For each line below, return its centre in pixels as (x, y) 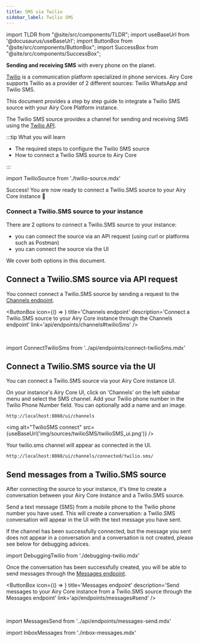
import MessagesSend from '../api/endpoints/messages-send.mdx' (89, 621)
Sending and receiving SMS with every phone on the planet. (81, 65)
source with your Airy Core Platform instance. (62, 107)
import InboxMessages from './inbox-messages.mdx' (71, 633)
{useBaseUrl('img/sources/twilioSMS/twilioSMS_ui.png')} (77, 434)
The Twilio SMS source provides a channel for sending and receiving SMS (97, 119)
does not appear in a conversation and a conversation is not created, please (100, 538)
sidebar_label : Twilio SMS (40, 17)
